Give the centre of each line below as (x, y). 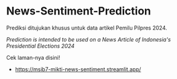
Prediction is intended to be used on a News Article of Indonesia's (88, 39)
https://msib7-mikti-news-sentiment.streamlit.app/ (78, 69)
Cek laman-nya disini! (33, 57)
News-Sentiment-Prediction (79, 11)
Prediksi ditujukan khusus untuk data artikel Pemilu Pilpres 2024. (87, 28)
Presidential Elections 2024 (40, 46)
